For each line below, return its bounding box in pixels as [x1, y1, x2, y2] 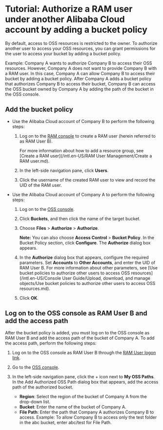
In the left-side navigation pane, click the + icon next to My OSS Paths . [12, 373, 155, 379]
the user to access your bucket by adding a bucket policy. [5, 50, 122, 57]
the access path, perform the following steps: [5, 340, 97, 346]
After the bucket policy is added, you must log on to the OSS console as [5, 329, 150, 335]
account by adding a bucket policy [5, 24, 148, 35]
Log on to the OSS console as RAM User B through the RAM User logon [12, 349, 156, 355]
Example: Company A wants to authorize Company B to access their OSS [5, 60, 152, 66]
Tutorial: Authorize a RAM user [5, 3, 133, 15]
